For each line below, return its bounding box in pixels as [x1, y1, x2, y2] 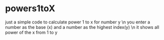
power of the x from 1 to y [5, 29, 58, 35]
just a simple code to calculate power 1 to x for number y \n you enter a [5, 19, 150, 25]
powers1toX [5, 3, 55, 14]
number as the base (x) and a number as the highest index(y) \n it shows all [5, 24, 160, 30]
